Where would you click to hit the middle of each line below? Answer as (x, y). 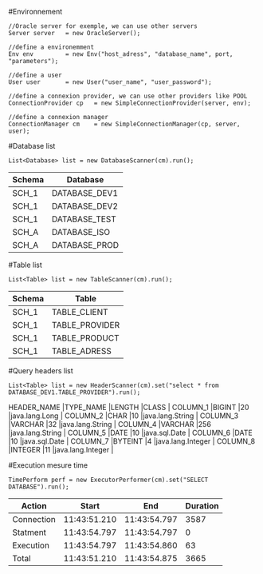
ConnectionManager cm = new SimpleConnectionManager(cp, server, (124, 124)
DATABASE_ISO (80, 232)
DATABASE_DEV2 (84, 206)
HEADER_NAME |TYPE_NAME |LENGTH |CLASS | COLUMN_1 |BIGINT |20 (129, 407)
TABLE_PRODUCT (85, 338)
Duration (202, 506)
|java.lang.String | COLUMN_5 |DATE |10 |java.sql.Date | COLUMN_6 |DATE (130, 432)
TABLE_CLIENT (80, 312)
